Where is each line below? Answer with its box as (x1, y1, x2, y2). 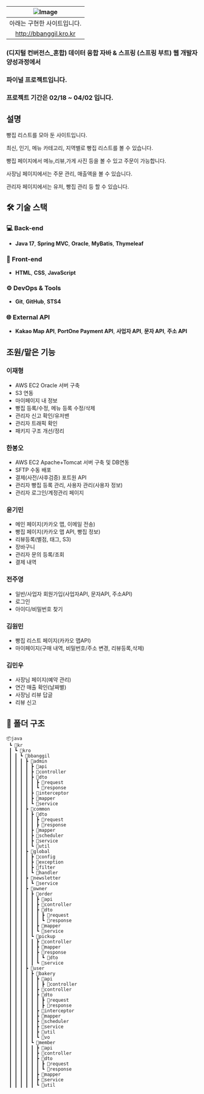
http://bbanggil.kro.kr (15, 30, 76, 38)
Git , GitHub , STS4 (15, 297, 61, 305)
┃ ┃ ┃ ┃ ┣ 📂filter (8, 865, 56, 871)
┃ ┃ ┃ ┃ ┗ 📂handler (8, 870, 59, 876)
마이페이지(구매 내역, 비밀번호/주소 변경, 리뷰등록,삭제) (15, 644, 144, 652)
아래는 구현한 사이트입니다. (9, 19, 82, 27)
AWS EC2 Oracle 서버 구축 (15, 382, 80, 389)
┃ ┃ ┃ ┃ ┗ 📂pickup (8, 934, 56, 940)
